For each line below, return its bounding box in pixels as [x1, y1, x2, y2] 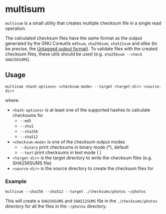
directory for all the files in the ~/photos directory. [5, 203, 107, 209]
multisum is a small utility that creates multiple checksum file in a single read [5, 20, 162, 26]
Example [5, 177, 27, 184]
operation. [5, 25, 26, 31]
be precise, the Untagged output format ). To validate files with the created [5, 45, 158, 51]
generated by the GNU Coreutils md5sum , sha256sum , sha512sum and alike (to [5, 40, 158, 46]
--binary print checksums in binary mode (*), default [19, 144, 129, 150]
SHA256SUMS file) [12, 160, 52, 166]
